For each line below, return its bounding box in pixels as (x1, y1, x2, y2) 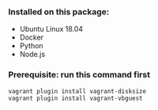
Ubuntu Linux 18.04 (19, 25, 84, 34)
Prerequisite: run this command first (8, 70, 150, 81)
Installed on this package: (8, 6, 110, 17)
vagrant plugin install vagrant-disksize (8, 87, 147, 95)
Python (19, 41, 43, 51)
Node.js (19, 50, 46, 59)
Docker (19, 32, 44, 42)
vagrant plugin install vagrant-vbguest (8, 94, 144, 102)
